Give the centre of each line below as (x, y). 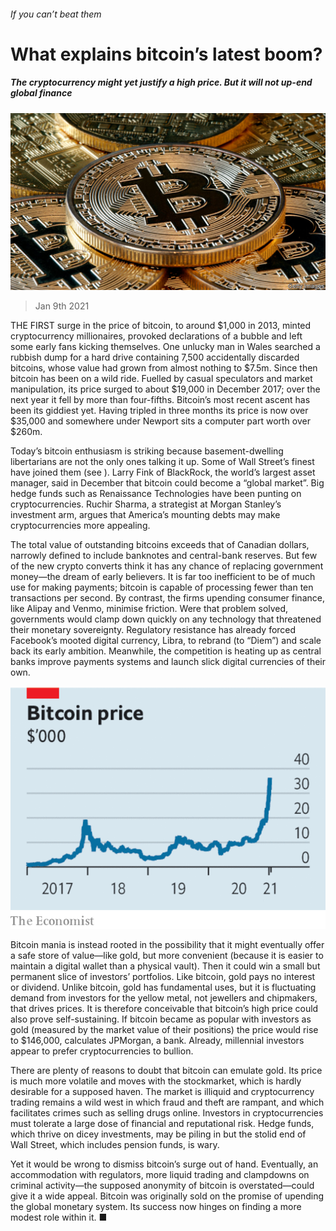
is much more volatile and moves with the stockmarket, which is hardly (156, 1081)
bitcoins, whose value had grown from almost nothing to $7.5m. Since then (164, 368)
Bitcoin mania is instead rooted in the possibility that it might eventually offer (167, 945)
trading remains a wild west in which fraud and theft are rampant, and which (167, 1102)
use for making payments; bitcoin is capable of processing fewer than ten (162, 587)
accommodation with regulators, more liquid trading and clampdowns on (160, 1175)
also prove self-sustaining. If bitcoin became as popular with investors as (161, 1019)
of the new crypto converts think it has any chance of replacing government (167, 566)
